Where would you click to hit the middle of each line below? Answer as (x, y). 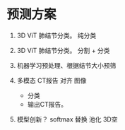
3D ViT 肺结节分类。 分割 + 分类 (63, 50)
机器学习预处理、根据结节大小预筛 (66, 65)
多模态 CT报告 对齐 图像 (52, 80)
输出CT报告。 (47, 104)
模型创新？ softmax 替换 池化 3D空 (67, 119)
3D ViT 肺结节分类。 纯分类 (56, 35)
